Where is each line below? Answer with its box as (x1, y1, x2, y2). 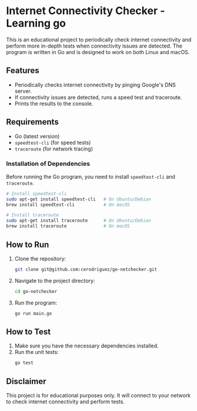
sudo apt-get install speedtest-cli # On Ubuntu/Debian (6, 196, 151, 202)
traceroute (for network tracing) (14, 145, 93, 152)
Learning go (6, 16, 66, 30)
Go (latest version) (14, 132, 60, 139)
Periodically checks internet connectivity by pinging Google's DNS (14, 81, 176, 88)
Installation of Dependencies (6, 160, 90, 168)
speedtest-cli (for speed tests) (14, 139, 91, 146)
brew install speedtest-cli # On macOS (6, 202, 131, 208)
